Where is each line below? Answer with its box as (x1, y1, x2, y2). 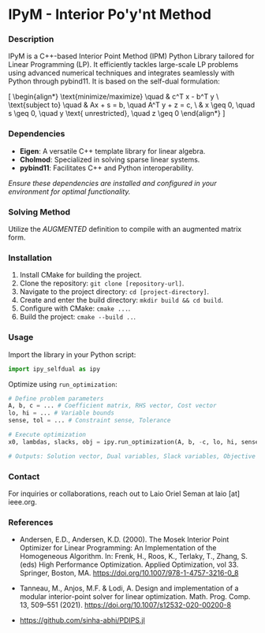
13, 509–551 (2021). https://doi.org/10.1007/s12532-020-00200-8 (19, 601, 231, 610)
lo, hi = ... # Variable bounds (8, 409, 114, 417)
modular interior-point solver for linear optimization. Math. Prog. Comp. (19, 592, 251, 601)
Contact (8, 471, 40, 482)
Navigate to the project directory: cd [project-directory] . (19, 287, 209, 296)
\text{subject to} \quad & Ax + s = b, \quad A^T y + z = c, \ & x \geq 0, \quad (8, 100, 255, 110)
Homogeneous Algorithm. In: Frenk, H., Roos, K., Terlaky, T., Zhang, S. (19, 552, 248, 561)
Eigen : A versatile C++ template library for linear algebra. (19, 146, 206, 155)
